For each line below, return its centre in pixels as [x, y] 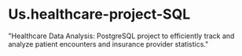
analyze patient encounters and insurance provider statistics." [108, 44]
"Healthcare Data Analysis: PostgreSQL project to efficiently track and [121, 36]
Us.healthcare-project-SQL [99, 14]
